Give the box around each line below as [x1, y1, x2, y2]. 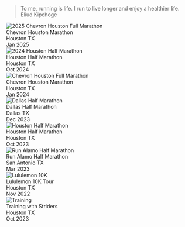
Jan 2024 [6, 91, 29, 98]
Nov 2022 [6, 190, 30, 197]
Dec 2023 [6, 116, 30, 122]
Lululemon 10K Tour [6, 178, 54, 185]
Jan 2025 [6, 41, 29, 48]
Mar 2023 [6, 166, 30, 172]
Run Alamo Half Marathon [6, 153, 68, 160]
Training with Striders [6, 203, 58, 209]
